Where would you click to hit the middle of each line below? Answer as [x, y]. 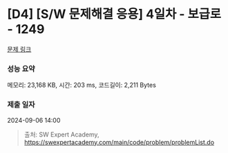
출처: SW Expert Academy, [61, 134]
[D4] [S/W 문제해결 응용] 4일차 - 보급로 [114, 14]
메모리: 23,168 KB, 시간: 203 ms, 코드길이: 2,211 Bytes [82, 85]
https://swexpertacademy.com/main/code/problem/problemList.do [119, 142]
